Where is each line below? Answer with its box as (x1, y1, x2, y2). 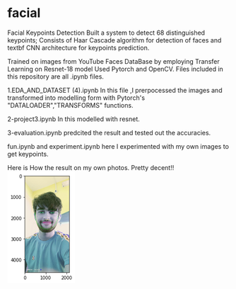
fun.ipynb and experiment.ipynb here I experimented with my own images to (7, 142, 230, 150)
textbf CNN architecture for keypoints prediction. (7, 43, 150, 52)
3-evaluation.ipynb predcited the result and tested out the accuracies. (7, 128, 211, 137)
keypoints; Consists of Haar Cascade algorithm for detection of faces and (7, 35, 222, 44)
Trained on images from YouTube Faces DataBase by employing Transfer (7, 57, 220, 65)
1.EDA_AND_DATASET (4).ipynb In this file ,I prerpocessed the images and (7, 86, 223, 94)
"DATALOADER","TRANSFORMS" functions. (7, 101, 134, 109)
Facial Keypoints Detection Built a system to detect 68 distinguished (7, 28, 206, 37)
